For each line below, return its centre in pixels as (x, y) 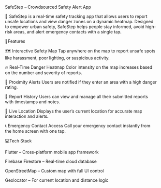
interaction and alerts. (27, 116)
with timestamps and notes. (33, 102)
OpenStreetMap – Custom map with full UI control (54, 171)
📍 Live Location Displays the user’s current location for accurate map (74, 111)
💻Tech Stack (18, 141)
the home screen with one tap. (36, 131)
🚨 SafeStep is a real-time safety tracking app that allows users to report (76, 16)
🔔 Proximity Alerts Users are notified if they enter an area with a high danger (81, 82)
